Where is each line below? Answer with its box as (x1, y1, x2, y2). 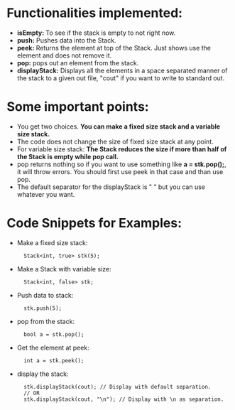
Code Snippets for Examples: (6, 215, 182, 232)
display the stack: (16, 369, 69, 378)
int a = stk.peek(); (23, 357, 84, 364)
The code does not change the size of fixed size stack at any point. (16, 137, 214, 146)
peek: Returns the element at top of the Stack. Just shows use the (16, 43, 211, 52)
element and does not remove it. (16, 51, 112, 60)
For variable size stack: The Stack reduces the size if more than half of (16, 144, 227, 153)
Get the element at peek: (16, 343, 89, 352)
